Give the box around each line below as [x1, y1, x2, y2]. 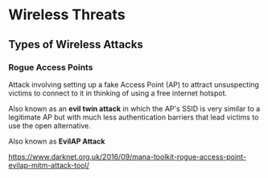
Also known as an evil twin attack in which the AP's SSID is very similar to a [8, 103, 261, 113]
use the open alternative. [8, 120, 91, 130]
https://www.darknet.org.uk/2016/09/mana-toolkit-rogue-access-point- [8, 152, 247, 161]
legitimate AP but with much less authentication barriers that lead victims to [8, 112, 259, 122]
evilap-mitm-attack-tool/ [8, 160, 90, 170]
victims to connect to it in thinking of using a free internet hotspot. [8, 88, 228, 98]
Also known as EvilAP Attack [8, 136, 105, 146]
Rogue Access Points [8, 62, 93, 73]
